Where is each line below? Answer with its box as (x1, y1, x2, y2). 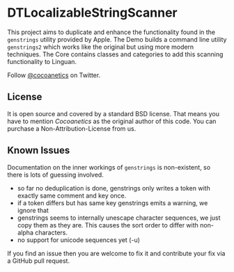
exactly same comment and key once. (17, 191, 127, 200)
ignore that (17, 206, 49, 214)
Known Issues (7, 145, 70, 157)
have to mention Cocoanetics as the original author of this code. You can (7, 117, 217, 125)
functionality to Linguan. (7, 57, 77, 65)
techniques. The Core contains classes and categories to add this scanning (7, 50, 224, 58)
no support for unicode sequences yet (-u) (17, 235, 141, 244)
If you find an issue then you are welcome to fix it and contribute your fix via (7, 249, 226, 257)
